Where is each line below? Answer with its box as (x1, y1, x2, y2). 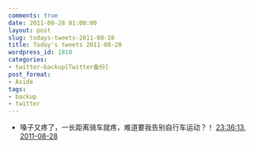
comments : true (8, 11, 59, 20)
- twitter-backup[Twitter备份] (8, 63, 109, 71)
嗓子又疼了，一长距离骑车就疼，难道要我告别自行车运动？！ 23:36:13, (19, 123, 247, 132)
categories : (8, 56, 47, 64)
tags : (8, 85, 26, 93)
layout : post (8, 26, 51, 34)
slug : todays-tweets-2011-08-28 (8, 33, 115, 42)
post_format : (8, 70, 51, 78)
